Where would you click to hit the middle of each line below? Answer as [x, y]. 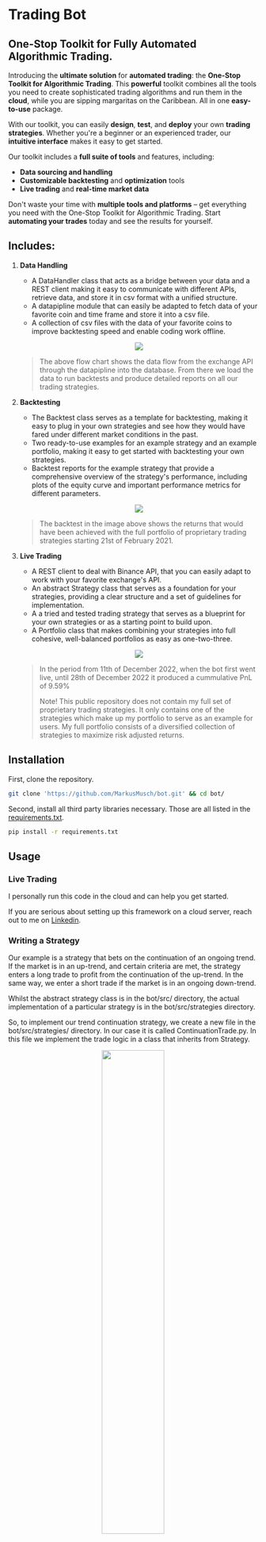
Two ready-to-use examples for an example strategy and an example [144, 443]
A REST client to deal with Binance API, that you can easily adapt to [141, 571]
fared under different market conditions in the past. [115, 434]
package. [47, 109]
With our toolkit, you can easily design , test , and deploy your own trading [129, 124]
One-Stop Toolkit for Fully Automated [103, 44]
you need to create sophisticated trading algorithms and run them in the [125, 92]
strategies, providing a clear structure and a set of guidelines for [136, 596]
